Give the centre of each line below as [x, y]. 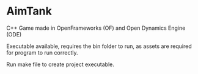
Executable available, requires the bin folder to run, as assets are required [99, 46]
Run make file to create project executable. [61, 64]
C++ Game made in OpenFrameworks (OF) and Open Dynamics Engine [96, 28]
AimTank [29, 11]
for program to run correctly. [42, 52]
